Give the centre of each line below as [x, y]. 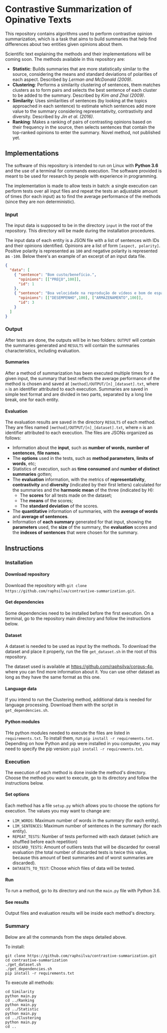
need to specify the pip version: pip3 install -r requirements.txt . [75, 749]
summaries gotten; [32, 474]
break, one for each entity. [32, 400]
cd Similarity [20, 992]
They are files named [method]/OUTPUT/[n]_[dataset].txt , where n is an [79, 427]
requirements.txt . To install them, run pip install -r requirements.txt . [80, 738]
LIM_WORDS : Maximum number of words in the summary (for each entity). [86, 821]
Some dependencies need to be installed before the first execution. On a [80, 613]
